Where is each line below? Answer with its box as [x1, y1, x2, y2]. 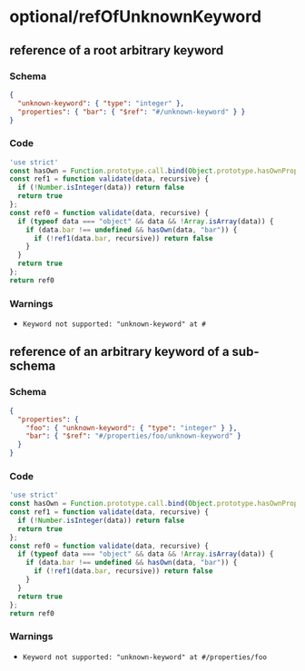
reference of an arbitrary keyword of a [9, 344, 230, 360]
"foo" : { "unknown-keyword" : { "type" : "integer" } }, [25, 423, 238, 432]
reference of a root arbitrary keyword [9, 43, 224, 58]
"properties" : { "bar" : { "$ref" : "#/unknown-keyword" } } [17, 107, 246, 116]
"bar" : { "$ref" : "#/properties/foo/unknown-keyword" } [25, 431, 242, 441]
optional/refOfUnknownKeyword [9, 6, 261, 27]
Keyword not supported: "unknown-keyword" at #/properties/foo [22, 652, 268, 662]
